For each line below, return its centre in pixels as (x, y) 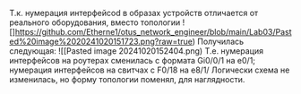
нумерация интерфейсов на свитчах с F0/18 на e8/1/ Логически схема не (150, 70)
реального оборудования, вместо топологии (95, 22)
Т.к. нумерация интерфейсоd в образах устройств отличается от (134, 13)
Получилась (220, 41)
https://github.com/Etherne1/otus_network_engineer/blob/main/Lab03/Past (153, 32)
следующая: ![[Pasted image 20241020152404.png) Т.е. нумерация (137, 51)
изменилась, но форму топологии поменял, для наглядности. (127, 79)
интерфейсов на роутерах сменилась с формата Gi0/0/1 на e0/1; (133, 60)
